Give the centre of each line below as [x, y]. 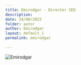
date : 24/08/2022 [24, 19]
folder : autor [20, 24]
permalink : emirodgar [28, 38]
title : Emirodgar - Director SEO [40, 10]
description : [19, 15]
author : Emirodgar [25, 29]
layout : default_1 [25, 33]
